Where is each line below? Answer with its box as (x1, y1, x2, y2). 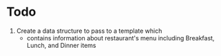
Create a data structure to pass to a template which (16, 27, 162, 35)
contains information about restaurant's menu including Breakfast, (26, 33, 215, 42)
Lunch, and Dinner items (26, 41, 97, 49)
